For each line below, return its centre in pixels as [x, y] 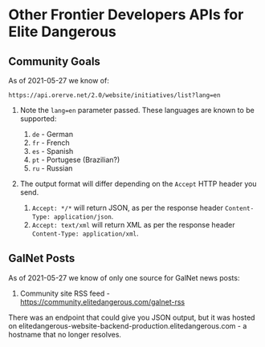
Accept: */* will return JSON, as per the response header [127, 208]
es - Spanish [53, 151]
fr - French [51, 143]
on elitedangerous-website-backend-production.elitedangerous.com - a [128, 325]
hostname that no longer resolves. [65, 334]
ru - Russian [52, 168]
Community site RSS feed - [65, 293]
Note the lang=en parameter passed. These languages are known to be [137, 110]
